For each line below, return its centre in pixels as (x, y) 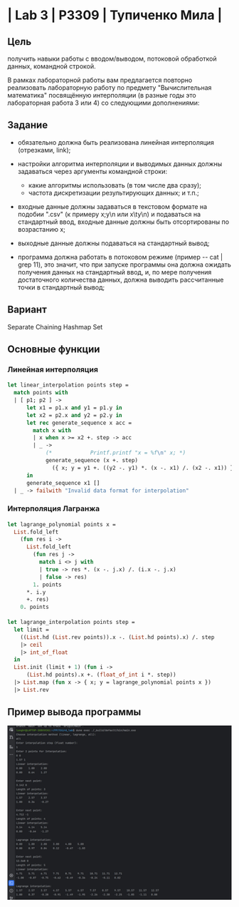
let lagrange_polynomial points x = (62, 524)
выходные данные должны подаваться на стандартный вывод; (113, 243)
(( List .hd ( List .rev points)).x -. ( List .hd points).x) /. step (117, 637)
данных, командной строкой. (52, 66)
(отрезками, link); (44, 150)
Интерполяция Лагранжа (54, 508)
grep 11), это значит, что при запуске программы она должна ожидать (124, 265)
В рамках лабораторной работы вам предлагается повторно (100, 80)
